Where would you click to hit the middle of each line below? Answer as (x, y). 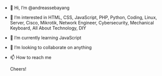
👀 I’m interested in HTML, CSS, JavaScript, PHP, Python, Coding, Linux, (83, 17)
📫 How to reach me (30, 57)
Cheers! (18, 69)
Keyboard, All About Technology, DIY (48, 28)
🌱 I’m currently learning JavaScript (45, 38)
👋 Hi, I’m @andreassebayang (40, 8)
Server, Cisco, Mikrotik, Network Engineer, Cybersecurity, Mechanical (82, 23)
